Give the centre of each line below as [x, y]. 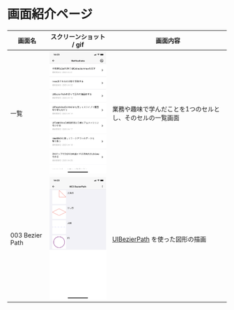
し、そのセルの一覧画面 [146, 117]
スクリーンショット [78, 37]
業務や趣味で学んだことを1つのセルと [166, 109]
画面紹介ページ [50, 14]
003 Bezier [26, 235]
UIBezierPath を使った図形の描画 [159, 239]
